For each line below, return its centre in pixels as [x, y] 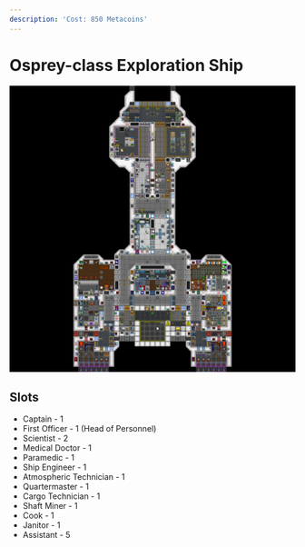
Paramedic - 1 [49, 458]
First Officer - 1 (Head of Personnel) [89, 429]
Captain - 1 [43, 419]
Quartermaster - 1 [55, 487]
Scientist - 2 [45, 438]
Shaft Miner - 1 [50, 506]
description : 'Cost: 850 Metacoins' [79, 19]
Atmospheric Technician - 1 [74, 477]
